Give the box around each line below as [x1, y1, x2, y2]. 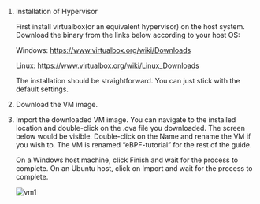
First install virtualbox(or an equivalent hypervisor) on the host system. [15, 22, 246, 31]
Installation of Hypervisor [15, 7, 98, 16]
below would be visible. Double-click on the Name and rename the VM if [15, 132, 251, 141]
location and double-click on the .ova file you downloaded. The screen [15, 124, 246, 132]
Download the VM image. [15, 100, 98, 109]
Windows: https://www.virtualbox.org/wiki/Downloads [15, 46, 191, 54]
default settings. [15, 84, 69, 94]
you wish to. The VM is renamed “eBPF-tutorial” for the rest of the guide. [15, 140, 252, 149]
